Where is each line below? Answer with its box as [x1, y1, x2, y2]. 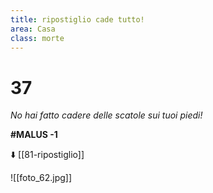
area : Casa [10, 24, 56, 34]
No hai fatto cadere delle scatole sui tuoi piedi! [10, 109, 203, 121]
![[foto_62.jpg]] [10, 172, 73, 184]
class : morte [10, 33, 65, 43]
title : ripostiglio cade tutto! [10, 14, 145, 25]
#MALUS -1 [10, 129, 58, 141]
